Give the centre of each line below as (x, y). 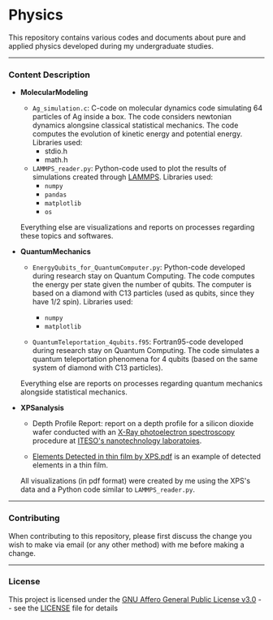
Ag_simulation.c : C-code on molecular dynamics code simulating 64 (147, 108)
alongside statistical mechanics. (74, 392)
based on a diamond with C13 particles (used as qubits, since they (143, 293)
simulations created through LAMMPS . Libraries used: (123, 177)
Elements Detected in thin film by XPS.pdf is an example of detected (147, 457)
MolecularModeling (54, 93)
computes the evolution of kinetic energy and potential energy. (137, 134)
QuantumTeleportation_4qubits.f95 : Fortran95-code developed (138, 342)
